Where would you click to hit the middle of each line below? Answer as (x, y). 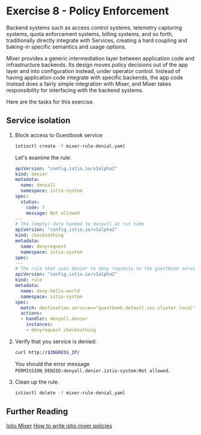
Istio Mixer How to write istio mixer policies (59, 426)
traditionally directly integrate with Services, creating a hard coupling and (97, 40)
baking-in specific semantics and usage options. (66, 47)
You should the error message (52, 364)
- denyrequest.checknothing (61, 330)
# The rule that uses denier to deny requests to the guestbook (97, 269)
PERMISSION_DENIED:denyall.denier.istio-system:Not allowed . (92, 370)
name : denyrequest (43, 246)
